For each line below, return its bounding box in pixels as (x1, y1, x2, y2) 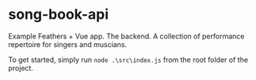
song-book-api (8, 5, 109, 24)
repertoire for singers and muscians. (8, 39, 128, 49)
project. (8, 63, 34, 72)
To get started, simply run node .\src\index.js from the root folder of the (8, 55, 248, 64)
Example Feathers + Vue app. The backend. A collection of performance (8, 31, 245, 41)
